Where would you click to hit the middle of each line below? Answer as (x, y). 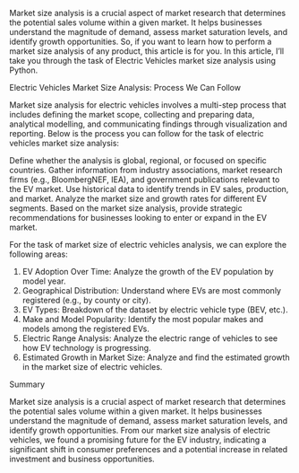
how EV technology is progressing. (86, 348)
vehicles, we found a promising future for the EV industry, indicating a (138, 440)
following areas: (39, 254)
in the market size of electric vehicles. (92, 367)
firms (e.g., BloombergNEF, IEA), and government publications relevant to (145, 180)
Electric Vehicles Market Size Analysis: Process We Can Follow (125, 88)
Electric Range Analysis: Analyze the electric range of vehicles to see (150, 338)
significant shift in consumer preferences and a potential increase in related (149, 449)
